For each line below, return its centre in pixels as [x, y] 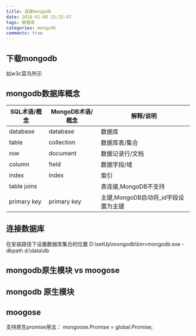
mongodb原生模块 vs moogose [63, 270]
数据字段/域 [116, 164]
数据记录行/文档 [122, 154]
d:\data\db [37, 250]
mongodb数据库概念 [43, 94]
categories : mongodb [31, 28]
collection [62, 142]
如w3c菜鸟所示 [24, 73]
